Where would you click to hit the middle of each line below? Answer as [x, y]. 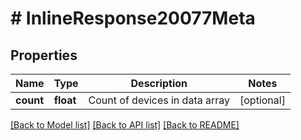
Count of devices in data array [159, 100]
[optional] [262, 100]
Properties [44, 55]
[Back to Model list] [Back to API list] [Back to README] [125, 125]
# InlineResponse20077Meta [133, 18]
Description [159, 83]
